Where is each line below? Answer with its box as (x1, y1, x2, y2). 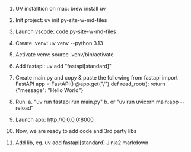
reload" (15, 104, 34, 112)
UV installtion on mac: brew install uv (15, 5, 106, 12)
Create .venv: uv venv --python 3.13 (15, 40, 103, 46)
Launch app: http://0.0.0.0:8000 (15, 116, 94, 123)
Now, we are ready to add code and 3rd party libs (15, 128, 137, 134)
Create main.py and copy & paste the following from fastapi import (15, 74, 179, 81)
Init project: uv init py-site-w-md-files (15, 17, 107, 23)
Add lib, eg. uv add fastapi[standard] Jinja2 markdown (15, 139, 149, 146)
